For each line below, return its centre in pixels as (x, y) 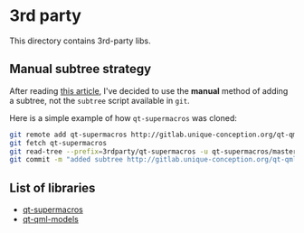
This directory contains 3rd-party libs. (80, 41)
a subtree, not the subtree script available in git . (100, 100)
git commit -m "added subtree (66, 160)
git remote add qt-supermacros (68, 135)
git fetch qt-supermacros (58, 143)
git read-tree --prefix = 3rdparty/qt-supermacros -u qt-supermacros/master (153, 151)
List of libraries (52, 187)
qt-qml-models (50, 219)
